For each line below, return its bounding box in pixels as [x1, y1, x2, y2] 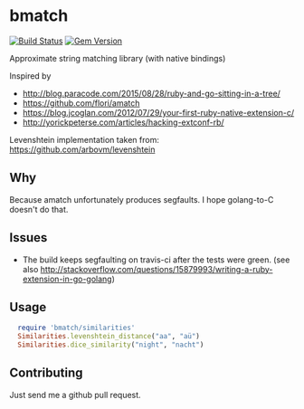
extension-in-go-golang [22, 273, 112, 284]
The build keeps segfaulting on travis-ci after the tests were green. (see [22, 254, 290, 265]
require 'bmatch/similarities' [17, 323, 136, 333]
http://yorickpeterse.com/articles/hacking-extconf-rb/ [22, 117, 224, 128]
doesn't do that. [9, 204, 69, 214]
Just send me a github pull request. [9, 389, 142, 400]
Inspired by [9, 70, 52, 81]
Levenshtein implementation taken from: [9, 134, 160, 145]
